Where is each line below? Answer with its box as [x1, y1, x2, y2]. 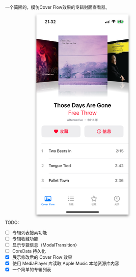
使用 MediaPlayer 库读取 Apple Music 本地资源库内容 [12, 260, 119, 267]
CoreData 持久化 [12, 248, 46, 254]
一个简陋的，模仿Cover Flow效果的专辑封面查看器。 [5, 4, 110, 10]
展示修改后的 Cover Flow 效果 [12, 254, 73, 260]
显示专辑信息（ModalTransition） [12, 242, 80, 247]
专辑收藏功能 [12, 236, 38, 242]
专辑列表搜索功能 [12, 229, 47, 235]
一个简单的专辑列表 [12, 267, 52, 273]
